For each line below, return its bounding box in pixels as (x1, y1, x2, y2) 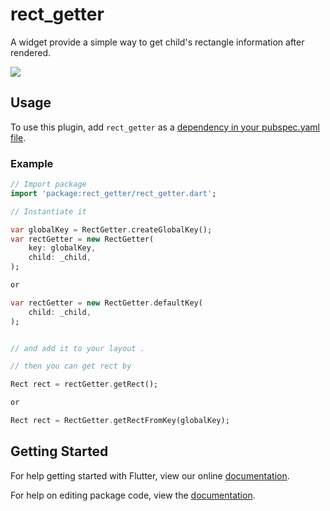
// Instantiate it (10, 206, 87, 217)
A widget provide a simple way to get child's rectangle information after (10, 36, 305, 48)
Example (10, 156, 54, 170)
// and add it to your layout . (10, 343, 145, 353)
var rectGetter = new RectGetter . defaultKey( (10, 298, 203, 308)
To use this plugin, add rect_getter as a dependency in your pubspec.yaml (10, 121, 320, 133)
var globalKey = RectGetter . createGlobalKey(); (10, 224, 213, 235)
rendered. (10, 46, 52, 58)
